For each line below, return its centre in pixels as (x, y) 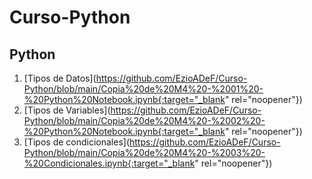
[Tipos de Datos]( (60, 78)
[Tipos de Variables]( (67, 110)
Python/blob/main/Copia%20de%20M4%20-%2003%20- (144, 152)
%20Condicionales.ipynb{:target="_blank (109, 163)
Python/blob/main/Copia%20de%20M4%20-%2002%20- (144, 120)
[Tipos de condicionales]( (76, 142)
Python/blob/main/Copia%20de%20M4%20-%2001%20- (143, 89)
